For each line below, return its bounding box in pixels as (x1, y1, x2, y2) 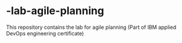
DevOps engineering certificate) (6, 29, 84, 37)
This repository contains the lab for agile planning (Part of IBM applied (6, 24, 177, 31)
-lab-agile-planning (6, 4, 104, 18)
